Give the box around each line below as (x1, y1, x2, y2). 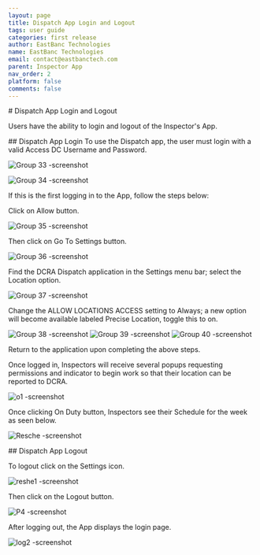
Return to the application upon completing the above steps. (8, 345, 201, 354)
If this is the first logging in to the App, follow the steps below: (8, 191, 210, 201)
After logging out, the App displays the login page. (8, 523, 172, 532)
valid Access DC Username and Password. (8, 145, 147, 154)
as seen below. (8, 416, 57, 425)
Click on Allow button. (8, 206, 80, 216)
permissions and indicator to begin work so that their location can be (8, 368, 232, 378)
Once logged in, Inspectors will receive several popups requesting (8, 360, 223, 370)
